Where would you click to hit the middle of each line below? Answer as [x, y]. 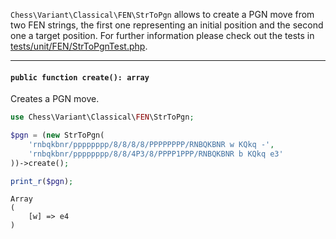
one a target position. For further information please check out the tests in [162, 35]
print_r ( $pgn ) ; [42, 181]
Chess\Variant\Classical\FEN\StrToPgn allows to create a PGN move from [162, 14]
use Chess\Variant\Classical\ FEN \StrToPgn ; [102, 117]
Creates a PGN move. [55, 99]
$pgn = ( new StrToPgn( [57, 135]
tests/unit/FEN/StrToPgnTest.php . [79, 46]
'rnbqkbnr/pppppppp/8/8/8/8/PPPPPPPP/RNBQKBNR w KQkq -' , [151, 144]
